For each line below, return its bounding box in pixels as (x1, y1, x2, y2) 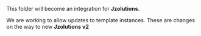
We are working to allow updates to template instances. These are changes (6, 17, 196, 23)
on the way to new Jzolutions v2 (6, 23, 90, 30)
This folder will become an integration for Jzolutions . (6, 5, 140, 12)
